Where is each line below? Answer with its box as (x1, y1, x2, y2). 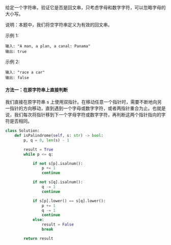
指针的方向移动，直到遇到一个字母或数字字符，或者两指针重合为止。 (9, 105, 153, 111)
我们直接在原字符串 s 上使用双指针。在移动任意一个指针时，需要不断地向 (5, 99, 158, 105)
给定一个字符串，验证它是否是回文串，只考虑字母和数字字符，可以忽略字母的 (5, 5, 166, 10)
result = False (41, 222, 74, 227)
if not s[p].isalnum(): (32, 161, 83, 166)
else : (32, 217, 44, 223)
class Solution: (5, 128, 40, 134)
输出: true (5, 49, 27, 54)
